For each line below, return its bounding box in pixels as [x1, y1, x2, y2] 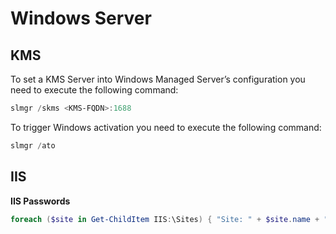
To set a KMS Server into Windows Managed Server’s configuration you [10, 73, 306, 85]
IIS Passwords [10, 195, 71, 207]
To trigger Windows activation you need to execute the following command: [10, 121, 322, 133]
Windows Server [10, 7, 152, 30]
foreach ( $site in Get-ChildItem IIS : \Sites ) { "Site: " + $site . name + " [10, 214, 329, 224]
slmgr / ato [10, 140, 56, 151]
